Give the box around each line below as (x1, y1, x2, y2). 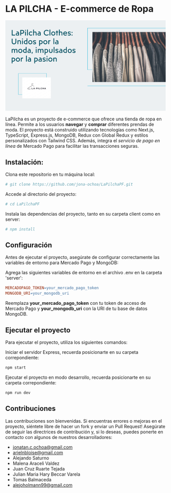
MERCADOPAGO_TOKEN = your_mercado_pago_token (5, 286, 99, 291)
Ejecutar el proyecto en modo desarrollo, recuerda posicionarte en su (5, 374, 151, 380)
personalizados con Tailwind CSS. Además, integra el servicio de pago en (5, 138, 160, 144)
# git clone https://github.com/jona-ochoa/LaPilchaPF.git (5, 182, 133, 187)
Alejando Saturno (12, 455, 49, 461)
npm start (5, 365, 26, 370)
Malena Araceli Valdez (12, 460, 60, 466)
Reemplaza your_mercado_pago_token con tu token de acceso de (5, 300, 146, 306)
